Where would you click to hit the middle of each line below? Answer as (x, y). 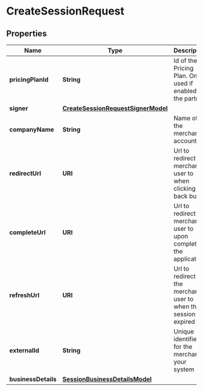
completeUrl (27, 232)
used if (183, 83)
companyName (32, 130)
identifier (186, 339)
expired (184, 322)
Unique (184, 331)
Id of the (185, 61)
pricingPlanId (29, 80)
